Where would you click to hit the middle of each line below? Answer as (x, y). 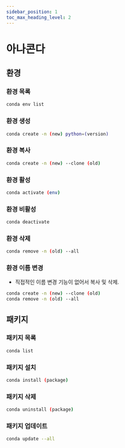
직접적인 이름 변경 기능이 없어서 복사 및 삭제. (67, 282)
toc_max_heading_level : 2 (38, 17)
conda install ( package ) (37, 380)
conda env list (25, 105)
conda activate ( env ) (33, 192)
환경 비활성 (21, 209)
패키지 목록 (21, 338)
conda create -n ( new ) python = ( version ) (58, 134)
